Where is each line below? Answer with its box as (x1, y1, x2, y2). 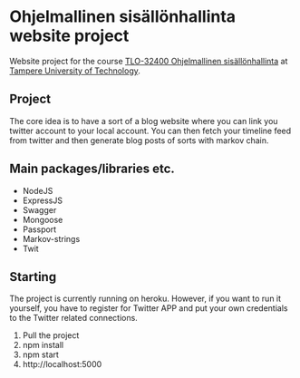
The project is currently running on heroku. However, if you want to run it (9, 293, 282, 305)
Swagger (22, 204, 57, 215)
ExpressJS (22, 195, 63, 206)
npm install (22, 340, 64, 351)
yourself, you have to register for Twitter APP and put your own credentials (9, 303, 288, 314)
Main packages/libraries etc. (9, 161, 175, 177)
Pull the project (22, 330, 80, 341)
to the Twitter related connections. (9, 313, 138, 324)
